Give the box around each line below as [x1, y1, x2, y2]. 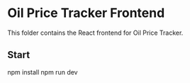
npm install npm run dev [7, 67, 78, 76]
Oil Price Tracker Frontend [7, 5, 165, 21]
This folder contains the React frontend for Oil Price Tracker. [7, 28, 184, 37]
